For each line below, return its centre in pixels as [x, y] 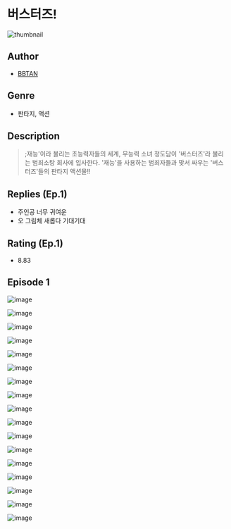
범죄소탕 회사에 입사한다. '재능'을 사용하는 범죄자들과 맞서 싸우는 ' [122, 163]
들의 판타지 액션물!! [64, 172]
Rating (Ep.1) [35, 243]
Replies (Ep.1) [37, 194]
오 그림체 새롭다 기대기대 [51, 221]
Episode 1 [29, 282]
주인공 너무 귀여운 [42, 212]
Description [33, 136]
